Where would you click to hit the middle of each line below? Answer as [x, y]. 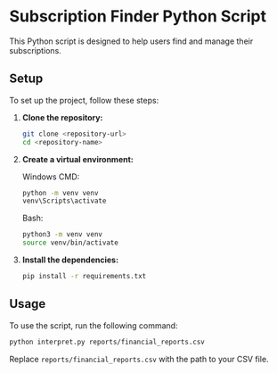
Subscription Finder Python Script [138, 17]
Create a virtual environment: [77, 159]
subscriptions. [36, 50]
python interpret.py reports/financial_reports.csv [107, 342]
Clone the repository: [62, 117]
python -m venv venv [60, 193]
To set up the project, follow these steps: [84, 100]
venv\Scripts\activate [64, 201]
